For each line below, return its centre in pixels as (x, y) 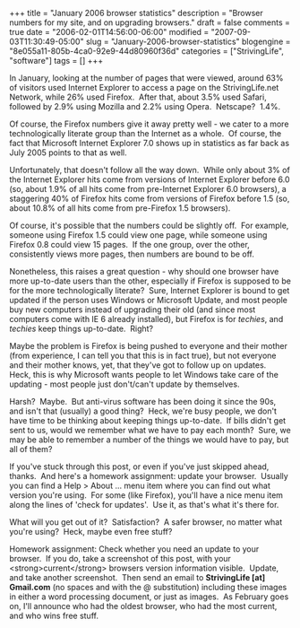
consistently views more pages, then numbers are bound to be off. (132, 254)
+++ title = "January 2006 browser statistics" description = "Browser (137, 13)
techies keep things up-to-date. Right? (81, 328)
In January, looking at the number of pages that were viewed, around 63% (146, 78)
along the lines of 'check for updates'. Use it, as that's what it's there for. (144, 505)
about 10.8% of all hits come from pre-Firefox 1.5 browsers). (120, 208)
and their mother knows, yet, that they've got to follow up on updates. (138, 365)
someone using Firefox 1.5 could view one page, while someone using (138, 235)
